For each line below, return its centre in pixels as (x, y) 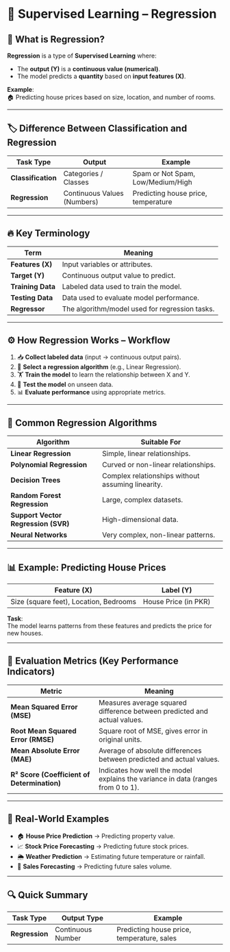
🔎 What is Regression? (56, 39)
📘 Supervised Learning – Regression (112, 14)
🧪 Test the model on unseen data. (65, 385)
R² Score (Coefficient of (50, 775)
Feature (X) (73, 590)
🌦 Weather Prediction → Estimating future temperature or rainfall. (111, 856)
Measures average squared (143, 703)
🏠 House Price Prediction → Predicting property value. (96, 836)
